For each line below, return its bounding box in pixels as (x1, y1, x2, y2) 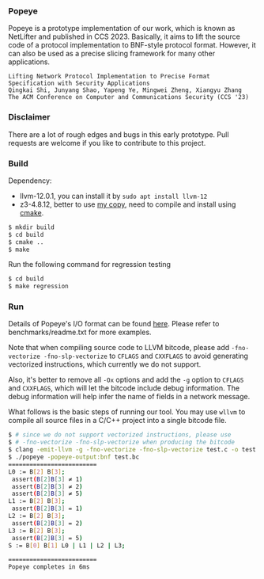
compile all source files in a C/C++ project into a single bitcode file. (8, 416, 227, 425)
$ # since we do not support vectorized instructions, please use (8, 431, 232, 439)
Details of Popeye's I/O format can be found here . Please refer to (8, 319, 220, 329)
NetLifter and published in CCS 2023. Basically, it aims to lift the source (8, 32, 241, 41)
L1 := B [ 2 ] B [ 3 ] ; (8, 497, 66, 505)
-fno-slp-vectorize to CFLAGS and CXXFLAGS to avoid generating (43, 351, 249, 361)
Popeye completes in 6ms (8, 563, 90, 571)
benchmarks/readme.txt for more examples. (8, 327, 152, 337)
